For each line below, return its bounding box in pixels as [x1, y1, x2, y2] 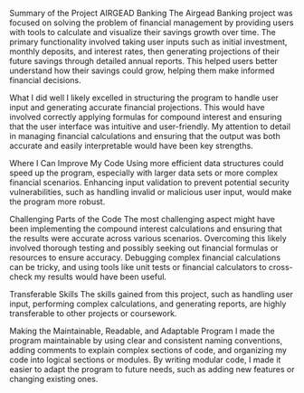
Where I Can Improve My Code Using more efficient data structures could [9, 158, 284, 168]
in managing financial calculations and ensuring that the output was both [9, 131, 280, 141]
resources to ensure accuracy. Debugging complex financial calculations [9, 252, 281, 263]
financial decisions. [9, 75, 81, 85]
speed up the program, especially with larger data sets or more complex [9, 167, 279, 178]
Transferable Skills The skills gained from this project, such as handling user [9, 289, 294, 299]
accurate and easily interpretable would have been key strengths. [9, 140, 253, 151]
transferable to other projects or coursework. [9, 308, 177, 319]
